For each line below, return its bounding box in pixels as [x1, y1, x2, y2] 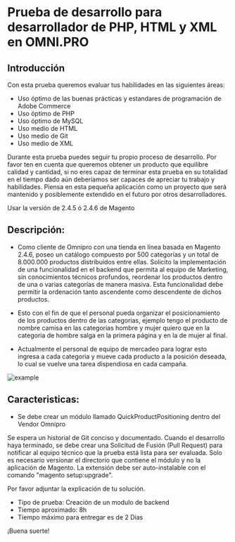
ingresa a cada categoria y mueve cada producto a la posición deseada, [17, 352, 227, 361]
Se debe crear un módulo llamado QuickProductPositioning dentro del [17, 412, 220, 420]
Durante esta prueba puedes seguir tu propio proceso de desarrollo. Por [7, 153, 217, 161]
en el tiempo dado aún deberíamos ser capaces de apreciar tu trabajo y [7, 175, 215, 183]
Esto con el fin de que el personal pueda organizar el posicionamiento [17, 309, 220, 317]
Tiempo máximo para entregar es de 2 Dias [17, 512, 144, 521]
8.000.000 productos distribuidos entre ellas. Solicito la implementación [17, 257, 227, 266]
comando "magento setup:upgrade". [7, 470, 113, 479]
